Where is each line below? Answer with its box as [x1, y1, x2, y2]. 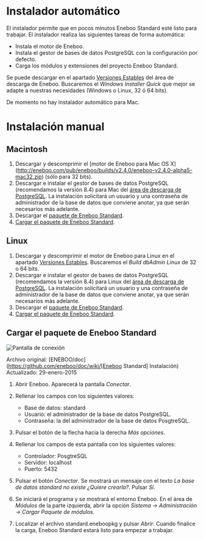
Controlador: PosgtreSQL [24, 452, 88, 460]
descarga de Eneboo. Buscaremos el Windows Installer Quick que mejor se [6, 80, 195, 88]
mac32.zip [15, 173, 42, 180]
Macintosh [6, 144, 48, 154]
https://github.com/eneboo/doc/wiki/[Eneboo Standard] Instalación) [8, 362, 179, 369]
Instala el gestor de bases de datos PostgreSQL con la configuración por [15, 49, 198, 56]
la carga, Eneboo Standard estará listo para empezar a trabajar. [15, 526, 174, 533]
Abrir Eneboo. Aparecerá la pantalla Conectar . [15, 380, 132, 387]
